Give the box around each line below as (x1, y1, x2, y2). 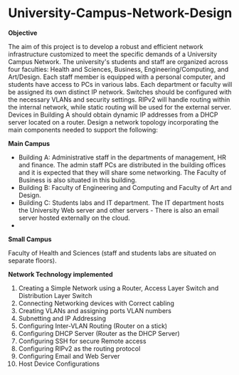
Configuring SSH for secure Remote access (18, 337, 147, 345)
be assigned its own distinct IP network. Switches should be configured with (8, 88, 232, 96)
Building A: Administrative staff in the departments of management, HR (18, 153, 226, 162)
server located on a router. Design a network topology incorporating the (8, 117, 219, 126)
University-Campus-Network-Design (8, 5, 233, 21)
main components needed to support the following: (8, 125, 159, 134)
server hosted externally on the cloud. (18, 213, 130, 222)
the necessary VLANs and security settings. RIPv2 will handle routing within (8, 95, 230, 104)
